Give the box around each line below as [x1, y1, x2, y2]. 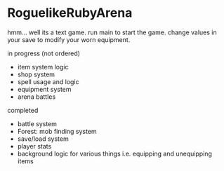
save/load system [17, 135, 69, 143]
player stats [17, 142, 52, 150]
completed [7, 106, 39, 114]
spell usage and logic [17, 77, 79, 85]
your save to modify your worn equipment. [7, 35, 131, 43]
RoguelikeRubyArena [7, 5, 133, 21]
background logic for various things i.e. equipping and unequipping [17, 149, 213, 158]
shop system [17, 70, 55, 78]
